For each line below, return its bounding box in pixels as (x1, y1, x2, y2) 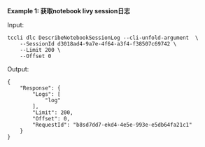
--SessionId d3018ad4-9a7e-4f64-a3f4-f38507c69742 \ (20, 41, 177, 48)
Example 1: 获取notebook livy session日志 (7, 7, 131, 15)
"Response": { (20, 85, 61, 92)
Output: (7, 65, 29, 73)
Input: (7, 21, 24, 29)
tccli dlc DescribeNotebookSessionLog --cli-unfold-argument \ (7, 34, 199, 41)
